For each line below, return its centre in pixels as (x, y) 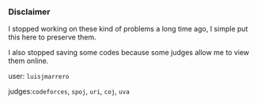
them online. (28, 61)
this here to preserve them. (52, 37)
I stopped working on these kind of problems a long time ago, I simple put (128, 29)
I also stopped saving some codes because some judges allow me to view (129, 53)
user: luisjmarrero (39, 76)
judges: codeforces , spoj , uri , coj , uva (69, 91)
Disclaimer (29, 12)
